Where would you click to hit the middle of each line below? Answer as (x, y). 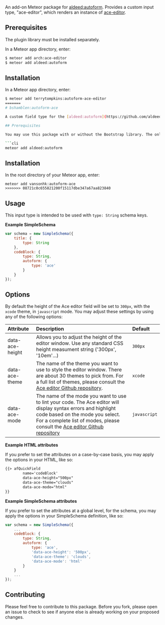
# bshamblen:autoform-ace (31, 108)
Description (50, 329)
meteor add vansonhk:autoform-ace (41, 184)
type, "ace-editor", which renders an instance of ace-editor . (66, 12)
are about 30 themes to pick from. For (80, 376)
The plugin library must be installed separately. (53, 39)
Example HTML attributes (32, 445)
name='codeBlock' (40, 473)
